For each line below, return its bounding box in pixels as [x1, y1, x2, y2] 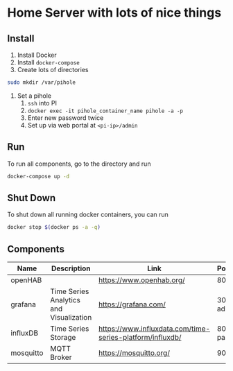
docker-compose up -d [7, 173, 70, 180]
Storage [50, 333, 76, 343]
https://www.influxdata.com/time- [98, 324, 210, 334]
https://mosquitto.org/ [98, 348, 170, 358]
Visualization [50, 313, 92, 322]
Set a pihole [17, 92, 52, 100]
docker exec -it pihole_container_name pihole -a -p [27, 107, 184, 114]
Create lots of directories [17, 66, 89, 74]
